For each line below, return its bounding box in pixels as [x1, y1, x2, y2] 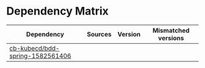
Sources [87, 30, 112, 38]
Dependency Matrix [6, 4, 109, 18]
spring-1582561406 [9, 52, 71, 60]
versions [158, 33, 184, 42]
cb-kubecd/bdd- [9, 44, 60, 52]
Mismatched [152, 26, 190, 35]
